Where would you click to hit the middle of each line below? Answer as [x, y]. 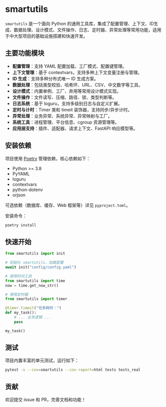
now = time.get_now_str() [32, 285]
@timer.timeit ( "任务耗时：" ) [33, 308]
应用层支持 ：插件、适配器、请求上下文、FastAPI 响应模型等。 [75, 128]
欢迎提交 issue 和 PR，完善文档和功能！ [46, 400]
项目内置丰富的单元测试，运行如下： [42, 360]
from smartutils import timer [36, 299]
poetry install [21, 225]
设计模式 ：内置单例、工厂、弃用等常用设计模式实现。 [67, 91]
